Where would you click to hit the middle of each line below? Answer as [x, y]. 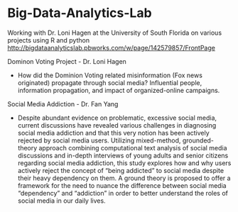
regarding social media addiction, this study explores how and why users [124, 163]
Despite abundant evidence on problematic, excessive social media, [117, 118]
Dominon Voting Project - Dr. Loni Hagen [67, 61]
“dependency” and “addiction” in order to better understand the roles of [123, 193]
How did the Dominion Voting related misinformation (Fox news [110, 75]
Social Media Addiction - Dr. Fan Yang [63, 104]
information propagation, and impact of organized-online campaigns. [119, 90]
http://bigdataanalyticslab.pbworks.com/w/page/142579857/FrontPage [111, 48]
